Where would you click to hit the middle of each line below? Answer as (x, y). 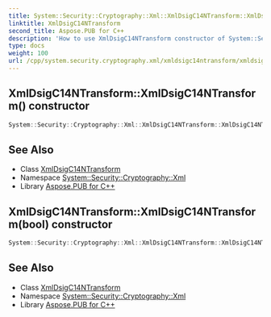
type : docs (27, 46)
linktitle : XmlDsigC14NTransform (65, 23)
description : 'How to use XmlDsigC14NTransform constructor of (117, 38)
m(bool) (29, 224)
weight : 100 (28, 53)
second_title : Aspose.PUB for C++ (67, 31)
